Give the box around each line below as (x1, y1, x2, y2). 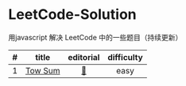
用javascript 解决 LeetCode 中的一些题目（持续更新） (8, 32, 183, 42)
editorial (67, 51, 100, 62)
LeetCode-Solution (8, 6, 137, 24)
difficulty (107, 51, 143, 62)
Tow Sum (25, 65, 60, 76)
